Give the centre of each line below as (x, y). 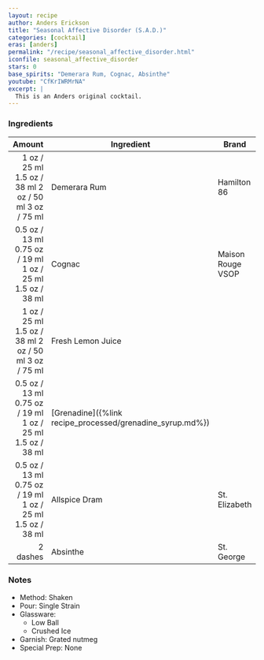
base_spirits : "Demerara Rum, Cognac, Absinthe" (89, 74)
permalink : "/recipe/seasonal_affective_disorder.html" (101, 52)
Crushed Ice (51, 631)
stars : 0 (22, 67)
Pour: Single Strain (49, 606)
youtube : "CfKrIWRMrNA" (47, 81)
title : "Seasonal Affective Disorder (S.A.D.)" (88, 30)
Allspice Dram (77, 499)
